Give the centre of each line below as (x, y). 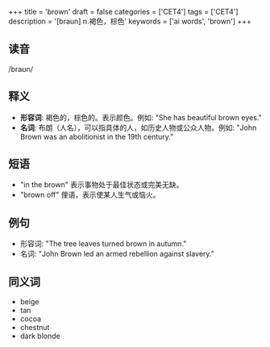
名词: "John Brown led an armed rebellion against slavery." (117, 254)
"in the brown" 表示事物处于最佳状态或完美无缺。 (102, 185)
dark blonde (40, 336)
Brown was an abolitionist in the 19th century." (97, 136)
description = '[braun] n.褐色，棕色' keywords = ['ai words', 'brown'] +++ (130, 21)
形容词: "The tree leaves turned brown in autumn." (103, 244)
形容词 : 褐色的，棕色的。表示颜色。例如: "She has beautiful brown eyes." (141, 117)
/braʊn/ (21, 69)
